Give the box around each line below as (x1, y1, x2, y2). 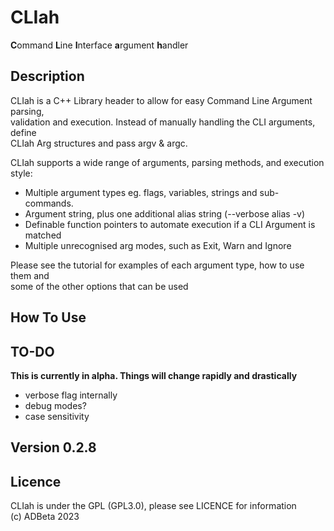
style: (10, 167, 33, 179)
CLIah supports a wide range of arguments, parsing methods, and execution (10, 156, 325, 168)
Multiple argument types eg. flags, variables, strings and (24, 186, 258, 198)
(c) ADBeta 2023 (10, 511, 80, 523)
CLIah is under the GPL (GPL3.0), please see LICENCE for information (10, 500, 297, 512)
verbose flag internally (24, 389, 118, 401)
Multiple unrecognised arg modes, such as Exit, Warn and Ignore (24, 239, 292, 251)
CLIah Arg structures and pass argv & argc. (10, 137, 188, 149)
